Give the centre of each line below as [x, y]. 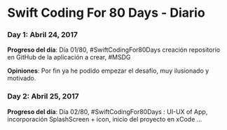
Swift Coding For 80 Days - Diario [106, 13]
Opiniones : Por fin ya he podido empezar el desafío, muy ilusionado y [108, 71]
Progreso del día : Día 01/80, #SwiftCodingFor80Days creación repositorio [114, 50]
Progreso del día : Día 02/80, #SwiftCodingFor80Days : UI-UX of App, [108, 111]
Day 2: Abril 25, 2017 [43, 96]
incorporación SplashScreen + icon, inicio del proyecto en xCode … [105, 119]
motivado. [22, 78]
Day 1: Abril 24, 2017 [43, 35]
